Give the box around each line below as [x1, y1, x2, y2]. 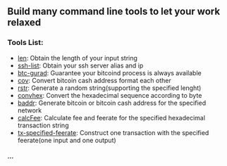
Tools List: [7, 38, 44, 48]
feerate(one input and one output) [17, 136, 116, 144]
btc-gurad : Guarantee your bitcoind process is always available [17, 68, 202, 77]
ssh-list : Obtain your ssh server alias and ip [17, 61, 144, 70]
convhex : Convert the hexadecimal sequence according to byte [17, 91, 202, 99]
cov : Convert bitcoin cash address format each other [17, 76, 171, 84]
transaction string [17, 121, 69, 129]
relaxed [7, 17, 41, 29]
